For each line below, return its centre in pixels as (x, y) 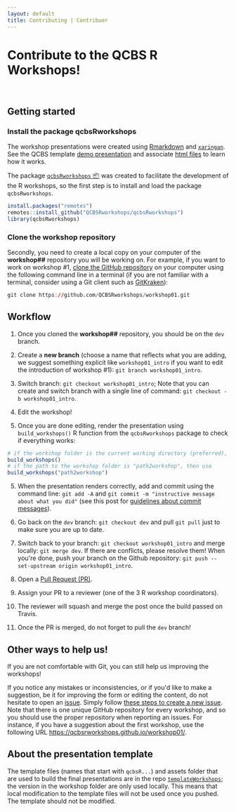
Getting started (41, 111)
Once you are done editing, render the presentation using (100, 425)
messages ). (34, 509)
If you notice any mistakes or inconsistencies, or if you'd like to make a (110, 688)
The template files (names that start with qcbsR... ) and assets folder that (113, 771)
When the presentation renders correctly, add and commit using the (116, 486)
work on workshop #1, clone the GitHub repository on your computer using (116, 267)
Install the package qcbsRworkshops (72, 131)
